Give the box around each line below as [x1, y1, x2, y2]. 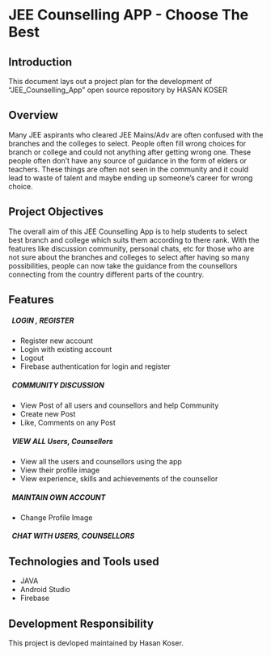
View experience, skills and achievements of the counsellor [19, 473, 218, 483]
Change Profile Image [19, 512, 93, 523]
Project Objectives [8, 205, 104, 219]
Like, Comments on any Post [19, 417, 116, 427]
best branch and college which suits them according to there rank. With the [8, 235, 260, 244]
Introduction [8, 55, 73, 69]
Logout [19, 353, 44, 362]
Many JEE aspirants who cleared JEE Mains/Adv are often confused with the [8, 129, 264, 139]
